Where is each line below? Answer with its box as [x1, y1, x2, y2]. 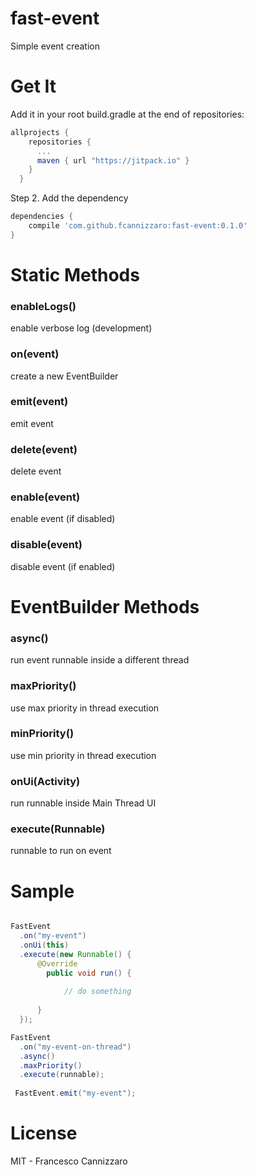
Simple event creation [10, 40, 100, 52]
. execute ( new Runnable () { [19, 949, 132, 959]
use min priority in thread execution [10, 749, 157, 761]
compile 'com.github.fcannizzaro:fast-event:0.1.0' [28, 221, 248, 231]
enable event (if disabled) [10, 513, 116, 525]
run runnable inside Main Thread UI [10, 797, 157, 809]
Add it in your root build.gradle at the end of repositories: [10, 108, 245, 120]
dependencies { [10, 212, 74, 222]
